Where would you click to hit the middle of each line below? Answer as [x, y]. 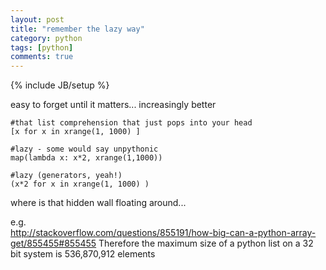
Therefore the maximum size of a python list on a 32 [206, 243]
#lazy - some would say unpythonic [84, 149]
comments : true [42, 57]
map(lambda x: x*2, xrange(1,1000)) [86, 158]
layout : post [37, 19]
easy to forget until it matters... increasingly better [113, 105]
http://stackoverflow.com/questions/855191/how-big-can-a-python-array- [163, 233]
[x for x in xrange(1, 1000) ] [75, 132]
